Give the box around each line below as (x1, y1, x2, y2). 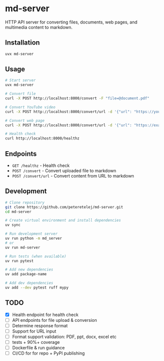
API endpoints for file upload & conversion (12, 317, 97, 323)
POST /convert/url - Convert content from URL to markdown (12, 173, 134, 179)
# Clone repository (5, 200, 45, 205)
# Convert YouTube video (5, 105, 56, 110)
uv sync (5, 223, 21, 227)
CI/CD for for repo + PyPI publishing (12, 350, 85, 356)
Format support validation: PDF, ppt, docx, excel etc (12, 334, 117, 339)
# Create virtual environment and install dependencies (5, 218, 121, 223)
